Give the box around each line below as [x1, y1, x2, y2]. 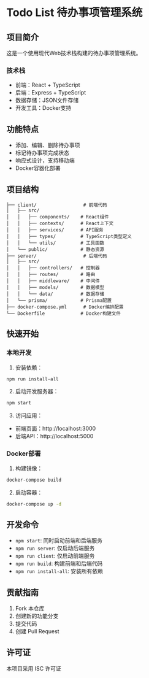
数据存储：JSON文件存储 [15, 96, 79, 104]
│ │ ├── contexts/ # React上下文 [6, 220, 114, 226]
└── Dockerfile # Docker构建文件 [6, 310, 121, 317]
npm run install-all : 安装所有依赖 [15, 568, 103, 575]
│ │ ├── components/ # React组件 [6, 214, 109, 220]
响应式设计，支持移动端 [15, 157, 75, 164]
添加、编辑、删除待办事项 [15, 142, 80, 149]
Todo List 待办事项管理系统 [6, 6, 143, 20]
